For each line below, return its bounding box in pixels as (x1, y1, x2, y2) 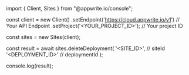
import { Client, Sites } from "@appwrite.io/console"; (6, 5, 133, 12)
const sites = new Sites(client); (6, 34, 81, 40)
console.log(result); (6, 62, 53, 69)
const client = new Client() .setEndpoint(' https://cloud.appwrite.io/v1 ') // (6, 16, 180, 23)
